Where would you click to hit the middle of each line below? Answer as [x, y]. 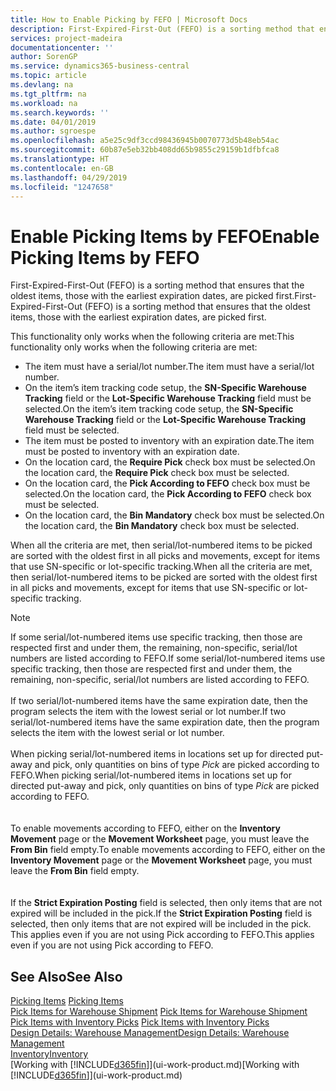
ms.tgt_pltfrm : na [48, 94]
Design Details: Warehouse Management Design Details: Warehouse [150, 1033]
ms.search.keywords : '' [60, 112]
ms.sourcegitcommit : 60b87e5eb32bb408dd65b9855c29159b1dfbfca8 [145, 150]
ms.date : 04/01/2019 [53, 122]
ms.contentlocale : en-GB [62, 168]
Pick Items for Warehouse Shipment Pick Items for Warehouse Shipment [159, 1012]
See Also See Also [66, 976]
